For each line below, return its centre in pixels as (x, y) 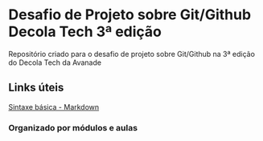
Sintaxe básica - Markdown (54, 107)
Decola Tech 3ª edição (85, 32)
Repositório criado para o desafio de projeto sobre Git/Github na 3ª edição (132, 54)
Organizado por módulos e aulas (73, 127)
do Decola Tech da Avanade (55, 62)
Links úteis (36, 88)
